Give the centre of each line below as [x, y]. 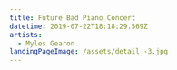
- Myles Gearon [46, 43]
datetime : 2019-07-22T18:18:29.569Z [79, 26]
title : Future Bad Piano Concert [73, 18]
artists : [26, 35]
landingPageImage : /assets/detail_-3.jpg [89, 52]
